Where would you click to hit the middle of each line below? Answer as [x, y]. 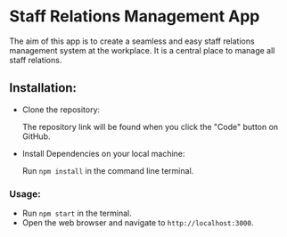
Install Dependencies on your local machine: [103, 153]
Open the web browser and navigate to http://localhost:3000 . [138, 223]
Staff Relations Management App [135, 16]
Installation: [43, 88]
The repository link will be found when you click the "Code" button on [150, 127]
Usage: [25, 193]
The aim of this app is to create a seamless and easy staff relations [132, 41]
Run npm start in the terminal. [77, 213]
